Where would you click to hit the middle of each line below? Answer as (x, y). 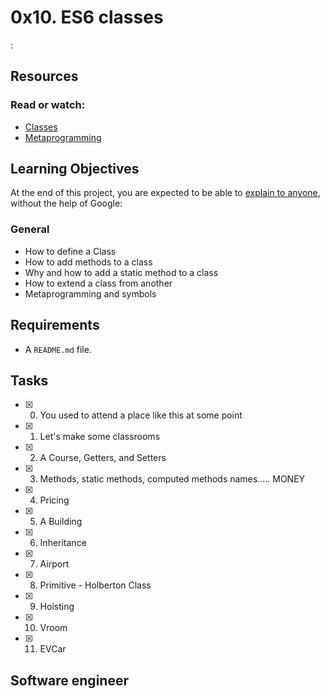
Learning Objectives (75, 169)
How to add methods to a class (88, 262)
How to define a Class (70, 251)
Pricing (54, 500)
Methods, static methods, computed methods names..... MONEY (172, 479)
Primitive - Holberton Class (95, 585)
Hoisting (57, 607)
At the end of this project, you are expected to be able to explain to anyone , (165, 193)
